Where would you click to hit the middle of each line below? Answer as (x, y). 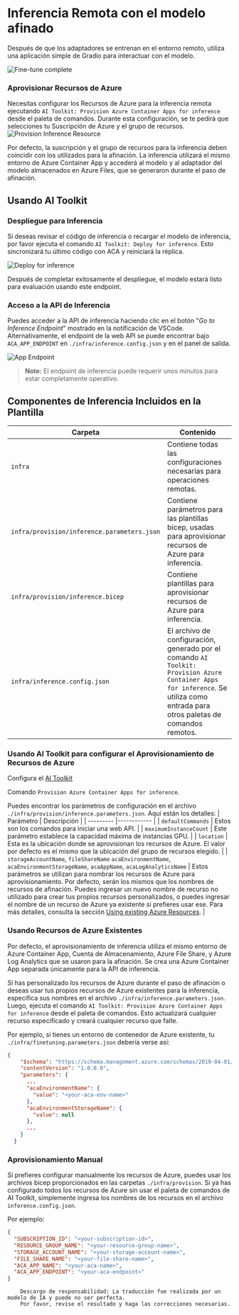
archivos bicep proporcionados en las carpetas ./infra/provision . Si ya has (119, 1183)
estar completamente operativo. (71, 379)
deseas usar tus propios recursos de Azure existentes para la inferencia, (113, 990)
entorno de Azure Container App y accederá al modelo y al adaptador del (115, 163)
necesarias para (194, 471)
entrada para (188, 706)
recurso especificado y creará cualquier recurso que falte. (93, 1020)
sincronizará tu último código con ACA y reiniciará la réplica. (96, 251)
